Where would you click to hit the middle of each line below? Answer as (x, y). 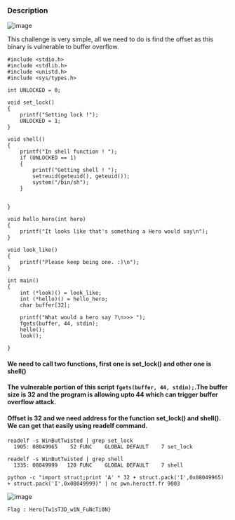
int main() (23, 281)
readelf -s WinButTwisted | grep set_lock (70, 441)
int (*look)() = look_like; (61, 293)
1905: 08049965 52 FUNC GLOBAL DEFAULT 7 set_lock (103, 447)
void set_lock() (31, 103)
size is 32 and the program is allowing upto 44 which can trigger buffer (113, 394)
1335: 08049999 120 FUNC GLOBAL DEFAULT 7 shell (99, 465)
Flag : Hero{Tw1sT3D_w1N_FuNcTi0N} (59, 509)
